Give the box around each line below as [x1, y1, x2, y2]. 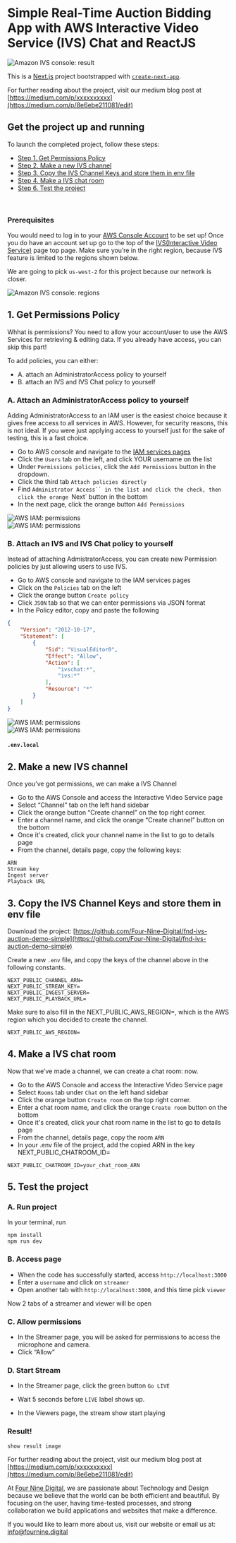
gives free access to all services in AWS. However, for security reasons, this [7, 419, 228, 427]
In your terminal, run [7, 1218, 66, 1226]
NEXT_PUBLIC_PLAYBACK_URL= [7, 995, 87, 1003]
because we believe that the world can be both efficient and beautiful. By [7, 1491, 220, 1499]
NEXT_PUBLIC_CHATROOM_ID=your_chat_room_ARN [7, 1161, 140, 1169]
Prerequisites [7, 215, 54, 225]
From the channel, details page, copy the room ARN [17, 1133, 165, 1142]
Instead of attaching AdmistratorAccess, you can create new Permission [7, 555, 217, 563]
